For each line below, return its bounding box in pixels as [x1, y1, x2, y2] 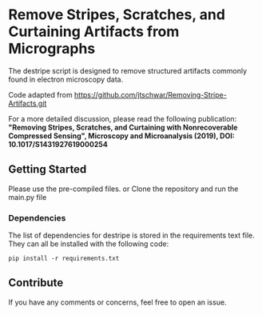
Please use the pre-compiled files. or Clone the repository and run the [8, 184, 239, 193]
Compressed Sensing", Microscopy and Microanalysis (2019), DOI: [8, 130, 236, 141]
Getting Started [8, 162, 87, 177]
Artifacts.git [8, 98, 47, 108]
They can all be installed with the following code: [8, 239, 169, 249]
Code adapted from [8, 90, 73, 99]
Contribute [8, 276, 64, 289]
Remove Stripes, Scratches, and [8, 6, 226, 24]
